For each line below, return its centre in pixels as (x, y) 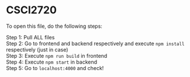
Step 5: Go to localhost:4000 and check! (55, 68)
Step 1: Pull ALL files (30, 37)
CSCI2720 (32, 10)
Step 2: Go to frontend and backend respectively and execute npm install (95, 43)
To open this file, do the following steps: (54, 26)
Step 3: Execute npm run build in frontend (57, 56)
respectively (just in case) (37, 49)
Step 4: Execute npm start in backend (52, 62)
